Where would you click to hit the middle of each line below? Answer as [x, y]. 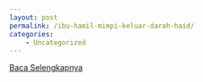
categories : [31, 34]
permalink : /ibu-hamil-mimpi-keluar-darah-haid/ [102, 26]
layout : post [34, 17]
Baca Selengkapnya [46, 68]
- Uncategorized [56, 42]
